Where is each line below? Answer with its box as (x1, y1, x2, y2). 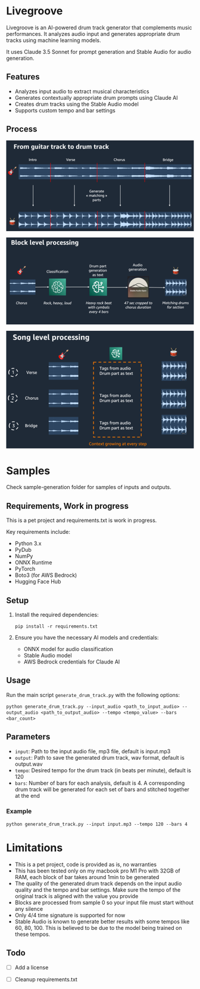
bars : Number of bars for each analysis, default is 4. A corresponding (14, 779, 185, 787)
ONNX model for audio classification (23, 646, 114, 653)
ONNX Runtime (14, 559, 52, 566)
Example (6, 807, 32, 815)
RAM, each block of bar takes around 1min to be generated (14, 873, 160, 880)
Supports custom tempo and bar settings (14, 106, 116, 114)
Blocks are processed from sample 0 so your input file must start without (14, 899, 194, 906)
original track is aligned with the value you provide (14, 892, 139, 899)
